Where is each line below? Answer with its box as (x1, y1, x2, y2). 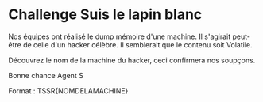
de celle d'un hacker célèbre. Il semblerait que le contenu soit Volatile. (22, 40, 253, 49)
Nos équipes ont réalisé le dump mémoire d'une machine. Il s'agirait (8, 32, 231, 41)
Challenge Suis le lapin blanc (8, 6, 203, 24)
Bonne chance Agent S (8, 70, 83, 80)
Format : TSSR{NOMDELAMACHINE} (8, 85, 129, 96)
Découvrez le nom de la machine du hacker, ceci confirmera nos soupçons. (8, 55, 256, 65)
